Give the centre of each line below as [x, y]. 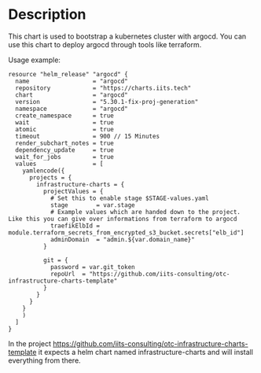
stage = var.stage [92, 205]
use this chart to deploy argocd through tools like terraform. [105, 44]
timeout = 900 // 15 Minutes [87, 136]
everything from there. [44, 360]
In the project [30, 343]
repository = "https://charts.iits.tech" [103, 88]
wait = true [64, 122]
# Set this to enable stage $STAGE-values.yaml [130, 198]
